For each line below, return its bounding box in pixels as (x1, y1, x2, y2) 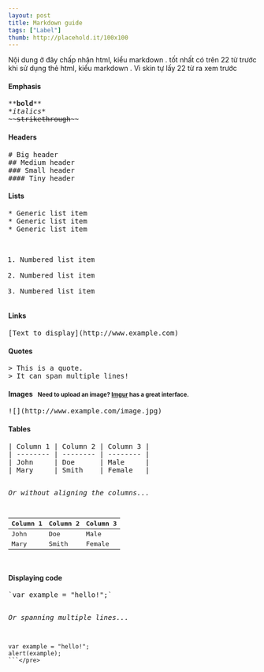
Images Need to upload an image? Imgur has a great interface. (8, 389, 189, 398)
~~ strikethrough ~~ (8, 115, 80, 124)
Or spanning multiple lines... (8, 613, 129, 622)
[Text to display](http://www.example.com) (8, 329, 179, 338)
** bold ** (8, 99, 42, 108)
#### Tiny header (8, 174, 75, 182)
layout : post (8, 11, 51, 20)
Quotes (8, 346, 33, 356)
